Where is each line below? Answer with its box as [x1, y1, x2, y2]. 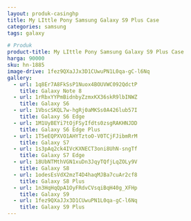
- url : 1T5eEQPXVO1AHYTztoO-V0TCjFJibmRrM [13, 133, 138, 140]
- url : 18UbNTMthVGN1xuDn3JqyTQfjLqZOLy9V [13, 158, 138, 165]
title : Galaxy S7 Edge [19, 152, 85, 159]
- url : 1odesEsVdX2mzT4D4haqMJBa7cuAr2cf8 [13, 171, 138, 178]
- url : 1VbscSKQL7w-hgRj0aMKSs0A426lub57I [13, 107, 138, 114]
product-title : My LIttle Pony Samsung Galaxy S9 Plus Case [7, 49, 185, 56]
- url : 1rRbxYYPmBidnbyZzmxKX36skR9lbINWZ [13, 94, 138, 101]
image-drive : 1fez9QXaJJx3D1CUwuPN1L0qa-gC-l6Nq [7, 67, 150, 75]
